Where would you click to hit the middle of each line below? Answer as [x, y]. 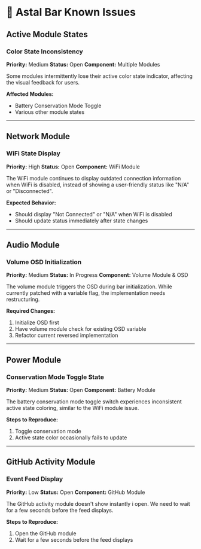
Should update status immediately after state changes [81, 221]
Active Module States [47, 34]
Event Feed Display [35, 479]
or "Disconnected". [30, 191]
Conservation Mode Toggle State [55, 377]
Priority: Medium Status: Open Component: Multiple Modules [83, 64]
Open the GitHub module [45, 533]
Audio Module [33, 245]
